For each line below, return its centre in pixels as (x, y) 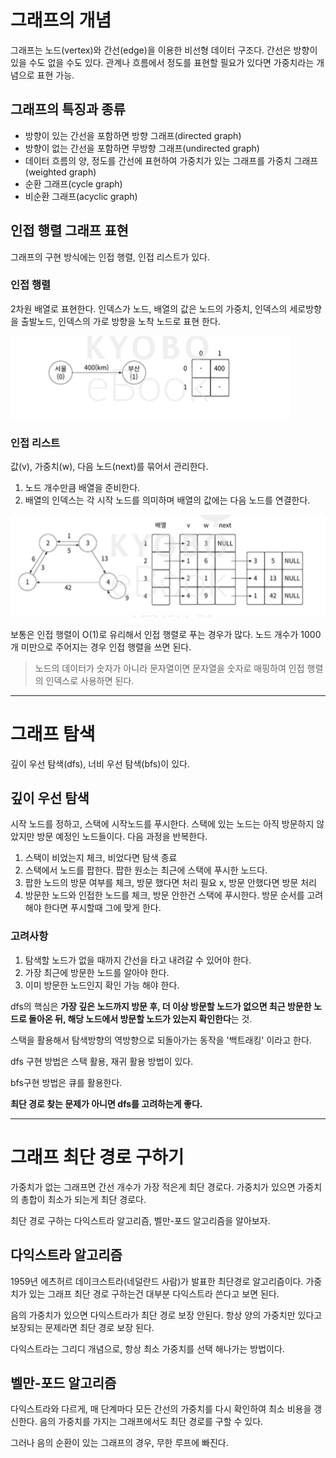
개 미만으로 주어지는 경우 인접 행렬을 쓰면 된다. (101, 647)
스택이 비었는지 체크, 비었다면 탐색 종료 (101, 858)
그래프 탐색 (53, 733)
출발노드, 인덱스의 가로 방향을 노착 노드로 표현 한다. (120, 321)
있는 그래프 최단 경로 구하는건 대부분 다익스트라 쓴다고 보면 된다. (154, 1293)
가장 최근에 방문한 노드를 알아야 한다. (97, 972)
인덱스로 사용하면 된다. (90, 680)
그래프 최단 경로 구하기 (97, 1157)
